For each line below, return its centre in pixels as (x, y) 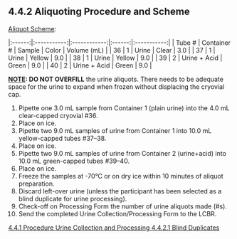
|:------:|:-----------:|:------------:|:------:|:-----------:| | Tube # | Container (119, 43)
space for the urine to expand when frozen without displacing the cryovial (116, 86)
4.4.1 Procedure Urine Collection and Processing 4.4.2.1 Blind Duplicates (114, 228)
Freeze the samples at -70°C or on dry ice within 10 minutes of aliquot (121, 176)
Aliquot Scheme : (32, 28)
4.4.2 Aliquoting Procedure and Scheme (99, 12)
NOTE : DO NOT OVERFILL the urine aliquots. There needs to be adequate (116, 79)
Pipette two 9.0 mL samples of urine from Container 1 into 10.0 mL (115, 130)
